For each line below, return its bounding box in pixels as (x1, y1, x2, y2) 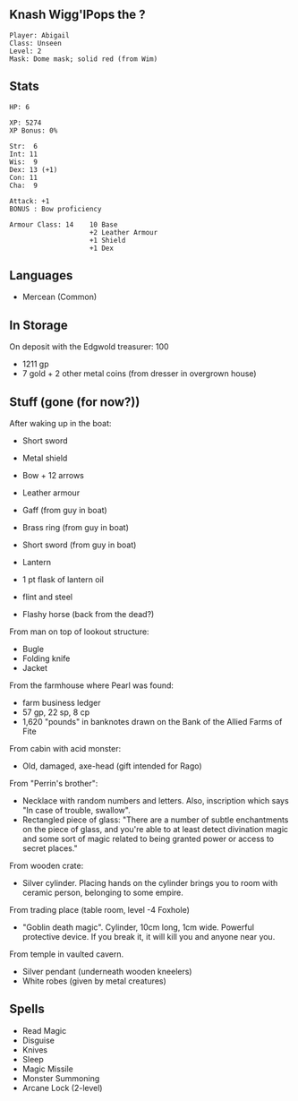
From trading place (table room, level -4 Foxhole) (9, 905, 191, 916)
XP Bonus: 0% (9, 125, 58, 135)
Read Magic (21, 1025, 67, 1036)
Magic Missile (21, 1063, 73, 1074)
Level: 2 (9, 47, 42, 56)
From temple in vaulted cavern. (9, 949, 124, 959)
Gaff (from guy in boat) (21, 505, 107, 516)
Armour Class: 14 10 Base (9, 219, 118, 229)
